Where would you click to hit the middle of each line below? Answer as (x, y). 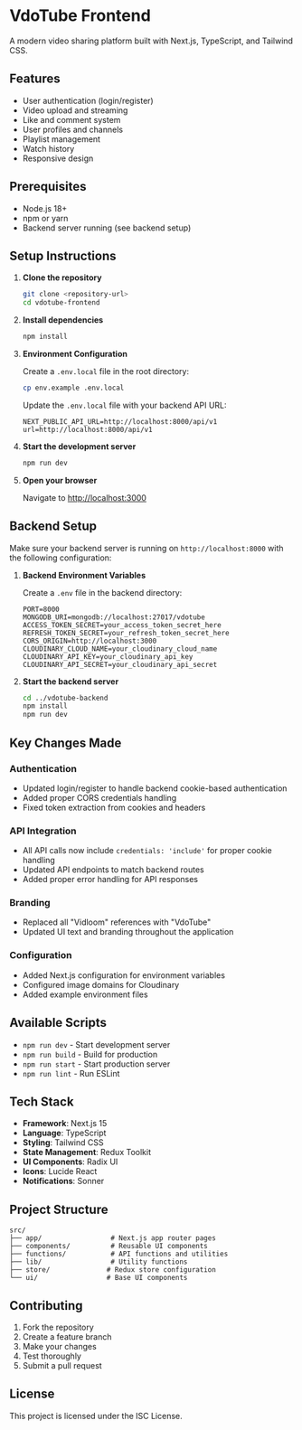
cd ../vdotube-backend (65, 698)
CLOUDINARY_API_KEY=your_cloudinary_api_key (108, 656)
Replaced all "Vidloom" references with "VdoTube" (117, 922)
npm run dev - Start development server (96, 1044)
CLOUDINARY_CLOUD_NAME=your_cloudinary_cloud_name (120, 649)
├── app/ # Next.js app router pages (113, 1238)
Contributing (46, 1306)
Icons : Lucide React (60, 1171)
